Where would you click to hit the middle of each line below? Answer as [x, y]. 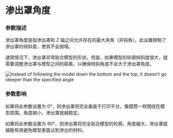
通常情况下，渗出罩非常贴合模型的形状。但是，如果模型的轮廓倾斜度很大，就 [86, 58]
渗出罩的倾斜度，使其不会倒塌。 [39, 46]
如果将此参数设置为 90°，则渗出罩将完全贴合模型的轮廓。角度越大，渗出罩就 [86, 124]
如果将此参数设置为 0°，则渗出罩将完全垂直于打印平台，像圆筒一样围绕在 [83, 106]
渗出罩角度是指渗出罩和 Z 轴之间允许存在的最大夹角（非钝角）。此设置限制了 [86, 40]
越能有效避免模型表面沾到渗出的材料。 [46, 130]
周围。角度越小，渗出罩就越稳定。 [46, 113]
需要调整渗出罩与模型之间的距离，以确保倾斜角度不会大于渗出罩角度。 [80, 64]
